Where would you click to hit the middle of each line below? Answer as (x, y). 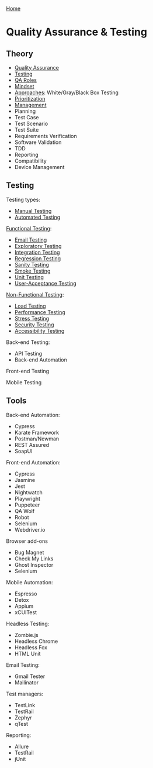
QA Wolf (25, 511)
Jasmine (25, 480)
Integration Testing (37, 252)
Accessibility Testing (39, 330)
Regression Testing (38, 258)
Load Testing (30, 306)
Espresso (26, 594)
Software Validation (38, 142)
